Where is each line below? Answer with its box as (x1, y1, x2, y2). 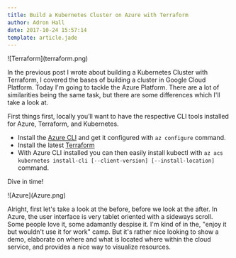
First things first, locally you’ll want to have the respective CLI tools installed (7, 112, 229, 121)
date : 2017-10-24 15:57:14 (7, 26, 87, 33)
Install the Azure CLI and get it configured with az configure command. (17, 134, 226, 142)
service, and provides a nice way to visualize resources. (7, 242, 172, 252)
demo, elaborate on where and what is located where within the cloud (7, 235, 211, 244)
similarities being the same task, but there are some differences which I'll (7, 91, 221, 100)
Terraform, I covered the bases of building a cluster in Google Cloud (7, 75, 206, 85)
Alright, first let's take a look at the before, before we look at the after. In (7, 205, 218, 213)
